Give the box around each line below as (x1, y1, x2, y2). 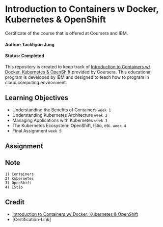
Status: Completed (5, 53, 44, 59)
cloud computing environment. (5, 79, 67, 85)
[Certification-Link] (12, 216, 51, 222)
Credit (5, 198, 25, 206)
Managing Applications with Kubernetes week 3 (12, 117, 108, 123)
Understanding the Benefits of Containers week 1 (12, 107, 111, 113)
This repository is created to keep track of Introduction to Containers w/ (5, 64, 151, 69)
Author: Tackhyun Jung (5, 41, 55, 47)
